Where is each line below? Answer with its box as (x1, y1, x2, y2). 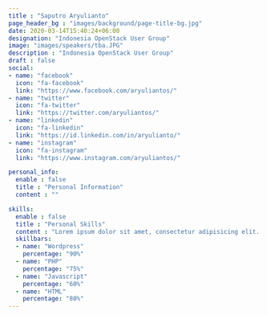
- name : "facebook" (8, 72, 74, 80)
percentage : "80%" (22, 295, 84, 303)
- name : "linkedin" (8, 117, 74, 125)
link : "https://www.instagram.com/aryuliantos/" (15, 153, 181, 162)
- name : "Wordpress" (15, 243, 84, 251)
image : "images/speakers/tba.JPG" (8, 42, 124, 50)
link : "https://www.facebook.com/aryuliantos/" (15, 86, 178, 95)
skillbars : (15, 235, 52, 243)
